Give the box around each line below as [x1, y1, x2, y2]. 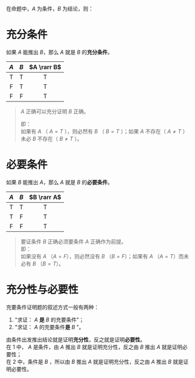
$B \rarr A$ [29, 193, 62, 201]
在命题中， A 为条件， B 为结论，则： [6, 5, 94, 12]
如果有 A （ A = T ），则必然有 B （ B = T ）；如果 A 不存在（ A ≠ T [20, 127, 181, 134]
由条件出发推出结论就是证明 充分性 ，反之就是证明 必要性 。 [6, 336, 146, 343]
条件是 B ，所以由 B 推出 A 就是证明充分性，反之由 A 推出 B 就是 [27, 358, 184, 365]
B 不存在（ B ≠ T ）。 [32, 135, 82, 142]
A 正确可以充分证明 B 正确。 [20, 108, 90, 115]
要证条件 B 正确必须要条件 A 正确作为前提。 [20, 238, 127, 245]
